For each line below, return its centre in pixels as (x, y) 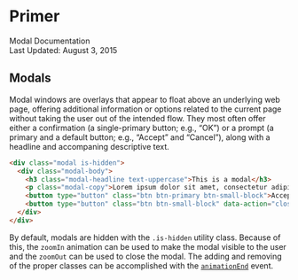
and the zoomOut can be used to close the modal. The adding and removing (145, 256)
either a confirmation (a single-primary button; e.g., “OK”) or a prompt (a (142, 128)
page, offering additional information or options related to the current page (145, 109)
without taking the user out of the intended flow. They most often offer (137, 118)
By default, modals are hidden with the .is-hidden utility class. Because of (145, 237)
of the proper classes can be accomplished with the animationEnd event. (141, 265)
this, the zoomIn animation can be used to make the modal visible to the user (148, 246)
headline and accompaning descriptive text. (90, 146)
